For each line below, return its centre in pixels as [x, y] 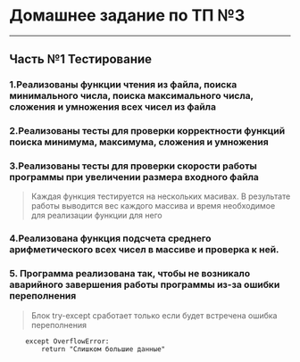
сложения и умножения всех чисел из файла [113, 107]
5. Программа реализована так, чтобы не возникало [130, 274]
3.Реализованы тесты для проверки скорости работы [133, 166]
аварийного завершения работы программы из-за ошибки [145, 284]
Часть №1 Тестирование [81, 59]
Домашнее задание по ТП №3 [127, 16]
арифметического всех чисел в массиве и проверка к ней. [144, 250]
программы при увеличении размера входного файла [134, 177]
